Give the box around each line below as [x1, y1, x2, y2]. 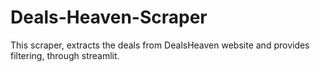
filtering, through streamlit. [10, 49, 120, 61]
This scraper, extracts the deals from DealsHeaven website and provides [10, 39, 310, 51]
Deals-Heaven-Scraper [10, 6, 208, 29]
